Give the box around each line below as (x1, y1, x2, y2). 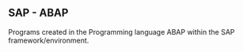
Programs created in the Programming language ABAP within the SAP (8, 27, 235, 36)
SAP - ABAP (8, 6, 69, 20)
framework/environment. (8, 35, 89, 45)
